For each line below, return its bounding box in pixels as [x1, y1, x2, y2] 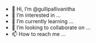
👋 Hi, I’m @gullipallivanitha [11, 6, 76, 12]
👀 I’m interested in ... [11, 12, 61, 19]
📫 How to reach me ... [11, 31, 66, 37]
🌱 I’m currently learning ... [11, 18, 74, 24]
